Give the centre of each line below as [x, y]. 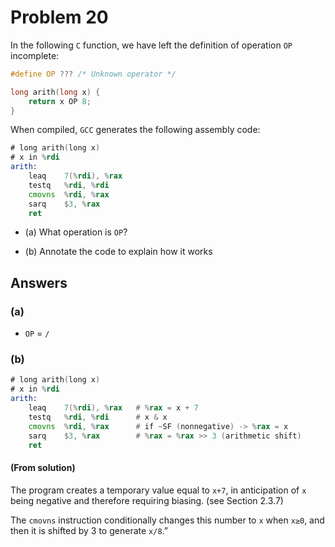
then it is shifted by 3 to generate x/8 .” [89, 530]
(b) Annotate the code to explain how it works [118, 252]
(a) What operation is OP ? [76, 232]
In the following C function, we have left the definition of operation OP [151, 45]
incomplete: [35, 55]
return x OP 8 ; [60, 101]
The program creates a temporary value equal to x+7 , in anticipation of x [158, 490]
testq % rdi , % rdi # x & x [98, 417]
